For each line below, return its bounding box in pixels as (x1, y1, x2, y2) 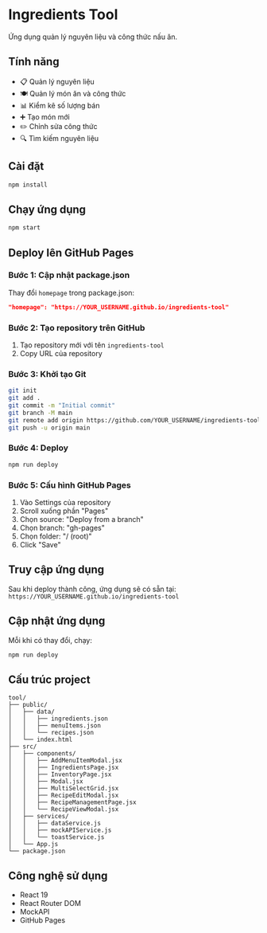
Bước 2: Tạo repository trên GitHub (8, 322, 145, 333)
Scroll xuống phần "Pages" (19, 506, 109, 516)
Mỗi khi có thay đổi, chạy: (8, 635, 93, 645)
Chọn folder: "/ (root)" (19, 531, 93, 541)
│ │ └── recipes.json (8, 729, 94, 737)
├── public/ (8, 701, 48, 709)
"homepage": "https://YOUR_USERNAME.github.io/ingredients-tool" (8, 303, 229, 312)
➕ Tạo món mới (19, 112, 70, 121)
